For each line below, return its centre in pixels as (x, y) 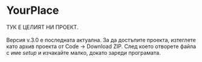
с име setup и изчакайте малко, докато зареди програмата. (84, 52)
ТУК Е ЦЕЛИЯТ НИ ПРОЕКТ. (42, 27)
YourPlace (33, 11)
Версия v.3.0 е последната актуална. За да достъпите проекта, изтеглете (101, 40)
